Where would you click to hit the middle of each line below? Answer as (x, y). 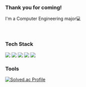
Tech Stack (19, 44)
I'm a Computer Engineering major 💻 (43, 18)
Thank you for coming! (33, 7)
